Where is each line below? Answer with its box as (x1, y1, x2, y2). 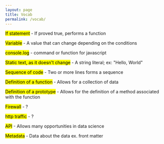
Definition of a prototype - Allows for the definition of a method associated (5, 89, 159, 95)
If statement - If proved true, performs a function (5, 31, 106, 37)
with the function (5, 94, 40, 100)
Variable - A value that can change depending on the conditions (5, 40, 137, 46)
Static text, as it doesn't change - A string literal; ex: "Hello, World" (5, 60, 143, 66)
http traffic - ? (5, 113, 34, 119)
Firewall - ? (5, 104, 29, 110)
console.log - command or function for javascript (5, 50, 107, 56)
